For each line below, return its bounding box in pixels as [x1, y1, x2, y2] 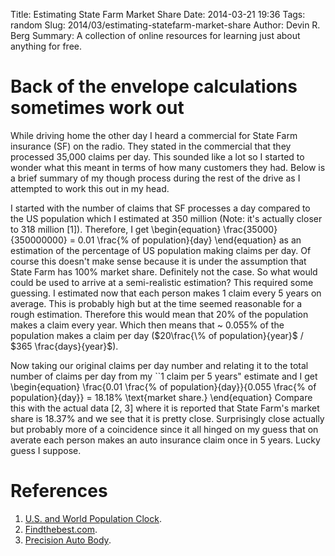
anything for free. [10, 40, 82, 52]
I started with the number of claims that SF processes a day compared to [10, 202, 311, 214]
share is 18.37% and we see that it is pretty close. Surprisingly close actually [10, 412, 325, 424]
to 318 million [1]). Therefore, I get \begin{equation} [10, 223, 222, 235]
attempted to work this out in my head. [10, 182, 170, 194]
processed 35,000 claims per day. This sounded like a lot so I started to [10, 150, 305, 163]
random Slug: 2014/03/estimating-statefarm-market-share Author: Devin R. [10, 19, 321, 31]
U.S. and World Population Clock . [24, 512, 162, 524]
